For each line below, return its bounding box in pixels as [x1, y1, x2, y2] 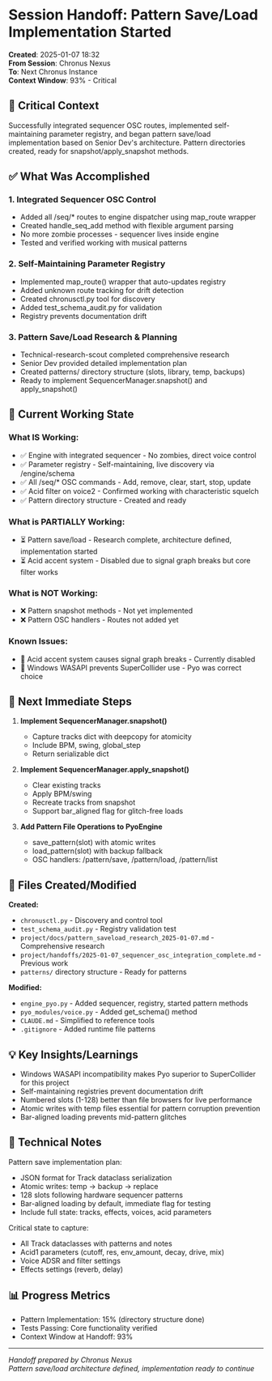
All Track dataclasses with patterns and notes [19, 1239, 172, 1248]
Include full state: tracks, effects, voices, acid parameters [19, 1207, 212, 1217]
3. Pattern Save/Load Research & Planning [8, 331, 178, 342]
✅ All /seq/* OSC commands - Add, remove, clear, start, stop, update [19, 477, 251, 487]
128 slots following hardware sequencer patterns [19, 1190, 184, 1200]
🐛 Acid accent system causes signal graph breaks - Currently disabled [19, 654, 256, 664]
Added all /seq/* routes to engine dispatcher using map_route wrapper [19, 212, 257, 222]
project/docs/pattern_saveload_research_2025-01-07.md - [19, 933, 215, 942]
